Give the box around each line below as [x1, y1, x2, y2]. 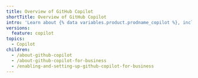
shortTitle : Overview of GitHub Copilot [6, 14, 107, 20]
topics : [6, 36, 25, 42]
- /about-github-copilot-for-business [11, 57, 107, 63]
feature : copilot [11, 30, 54, 36]
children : [6, 47, 31, 53]
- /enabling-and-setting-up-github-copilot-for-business [11, 63, 154, 69]
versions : [6, 25, 31, 31]
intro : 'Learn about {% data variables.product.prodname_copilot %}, [6, 19, 181, 25]
